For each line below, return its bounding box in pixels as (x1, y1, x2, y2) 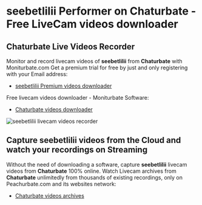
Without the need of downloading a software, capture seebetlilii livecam (6, 161, 187, 168)
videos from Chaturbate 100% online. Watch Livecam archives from (6, 167, 177, 175)
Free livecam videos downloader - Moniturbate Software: (6, 94, 149, 101)
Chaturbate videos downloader (15, 106, 93, 113)
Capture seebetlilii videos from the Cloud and (6, 135, 181, 145)
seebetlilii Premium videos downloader (15, 82, 112, 89)
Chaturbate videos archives (15, 192, 85, 199)
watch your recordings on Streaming (6, 145, 147, 155)
